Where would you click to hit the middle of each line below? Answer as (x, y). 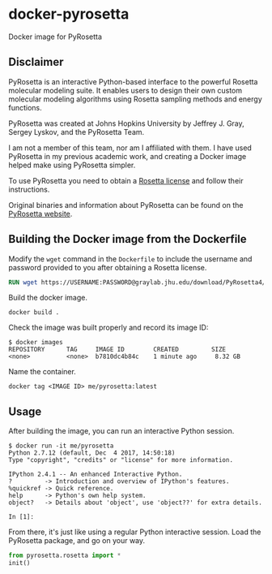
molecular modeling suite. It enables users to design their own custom (125, 90)
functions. (25, 107)
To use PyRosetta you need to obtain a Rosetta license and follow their (126, 180)
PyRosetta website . (40, 214)
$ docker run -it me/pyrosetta (61, 446)
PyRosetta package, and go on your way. (77, 541)
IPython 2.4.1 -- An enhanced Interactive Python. (96, 475)
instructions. (29, 189)
